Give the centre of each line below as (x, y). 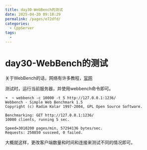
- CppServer (22, 28)
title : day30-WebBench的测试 (34, 10)
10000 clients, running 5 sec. (37, 119)
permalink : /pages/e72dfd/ (33, 19)
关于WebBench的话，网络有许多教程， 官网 (49, 78)
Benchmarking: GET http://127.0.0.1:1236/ (49, 115)
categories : (17, 24)
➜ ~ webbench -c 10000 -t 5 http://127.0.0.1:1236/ (61, 98)
